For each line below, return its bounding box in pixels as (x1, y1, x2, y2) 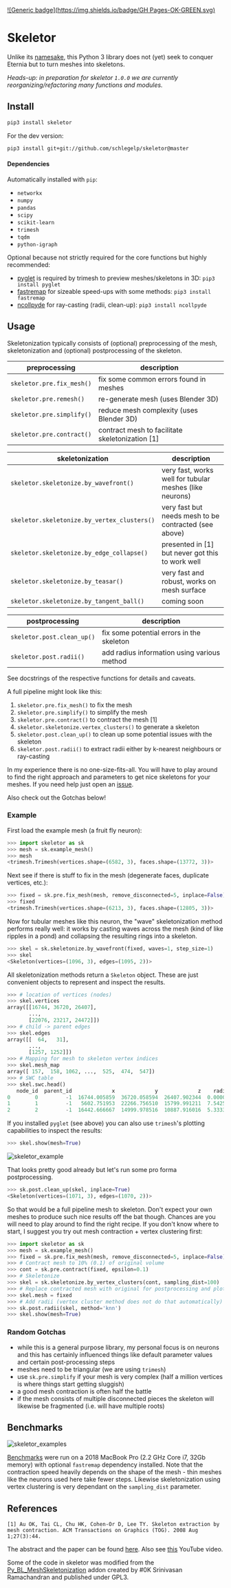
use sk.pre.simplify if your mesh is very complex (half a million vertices (16, 1372, 223, 1380)
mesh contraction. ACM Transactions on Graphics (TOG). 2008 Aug (7, 1527, 198, 1534)
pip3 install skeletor (7, 119, 72, 126)
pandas (16, 204, 36, 211)
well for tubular (161, 474, 210, 484)
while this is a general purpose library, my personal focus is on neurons (16, 1343, 220, 1351)
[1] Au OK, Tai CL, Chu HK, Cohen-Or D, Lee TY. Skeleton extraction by (7, 1521, 220, 1528)
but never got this (161, 548, 219, 557)
